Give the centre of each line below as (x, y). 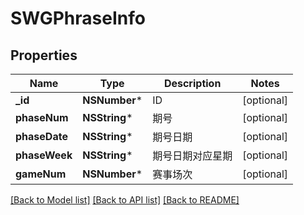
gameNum (41, 174)
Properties (44, 55)
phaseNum (42, 117)
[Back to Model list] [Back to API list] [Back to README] (125, 200)
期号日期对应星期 (192, 155)
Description (192, 83)
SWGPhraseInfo (78, 18)
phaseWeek (44, 155)
